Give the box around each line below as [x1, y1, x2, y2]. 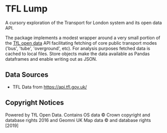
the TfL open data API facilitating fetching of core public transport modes [5, 40, 157, 46]
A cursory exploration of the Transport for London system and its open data [5, 20, 162, 26]
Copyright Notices [5, 98, 64, 107]
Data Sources [5, 71, 49, 79]
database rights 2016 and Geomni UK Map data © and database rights [5, 117, 151, 123]
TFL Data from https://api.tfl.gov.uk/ [12, 84, 87, 90]
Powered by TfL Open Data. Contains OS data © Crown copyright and [5, 111, 150, 118]
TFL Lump [5, 3, 48, 15]
